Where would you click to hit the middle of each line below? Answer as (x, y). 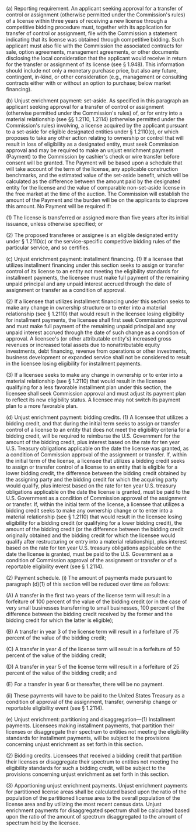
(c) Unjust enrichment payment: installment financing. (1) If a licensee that (95, 259)
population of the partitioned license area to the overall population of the (93, 798)
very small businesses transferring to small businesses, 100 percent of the (95, 608)
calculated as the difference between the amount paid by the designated (93, 181)
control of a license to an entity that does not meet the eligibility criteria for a (98, 430)
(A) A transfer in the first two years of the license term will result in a (88, 595)
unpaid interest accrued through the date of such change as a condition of (96, 332)
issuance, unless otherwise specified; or (55, 224)
